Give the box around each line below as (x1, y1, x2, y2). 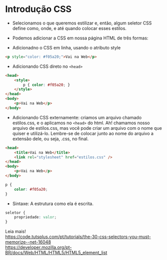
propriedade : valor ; (14, 215, 57, 220)
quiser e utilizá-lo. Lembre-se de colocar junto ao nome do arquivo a (12, 130, 154, 136)
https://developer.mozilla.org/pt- (5, 245, 72, 251)
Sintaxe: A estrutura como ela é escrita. (12, 201, 94, 207)
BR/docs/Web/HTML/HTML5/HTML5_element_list (5, 250, 108, 256)
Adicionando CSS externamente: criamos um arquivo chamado (12, 114, 142, 120)
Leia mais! (5, 229, 26, 235)
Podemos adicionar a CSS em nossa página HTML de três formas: (12, 35, 149, 41)
